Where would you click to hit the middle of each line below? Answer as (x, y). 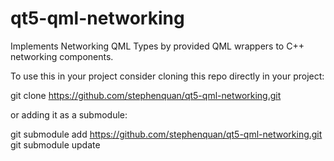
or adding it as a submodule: (69, 114)
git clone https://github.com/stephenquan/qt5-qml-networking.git (146, 95)
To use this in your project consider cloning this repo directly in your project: (167, 76)
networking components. (62, 56)
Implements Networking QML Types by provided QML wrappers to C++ (157, 46)
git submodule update (55, 144)
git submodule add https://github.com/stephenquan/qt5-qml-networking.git (166, 134)
